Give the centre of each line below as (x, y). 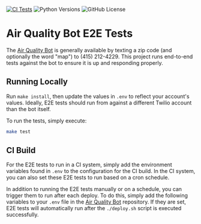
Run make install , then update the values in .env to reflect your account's (98, 96)
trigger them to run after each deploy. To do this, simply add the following (97, 196)
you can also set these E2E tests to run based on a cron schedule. (88, 178)
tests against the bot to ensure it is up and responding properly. (85, 62)
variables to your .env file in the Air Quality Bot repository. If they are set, (96, 202)
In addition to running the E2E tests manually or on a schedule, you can (94, 189)
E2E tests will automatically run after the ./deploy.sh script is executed (94, 208)
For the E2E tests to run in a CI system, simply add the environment (89, 165)
